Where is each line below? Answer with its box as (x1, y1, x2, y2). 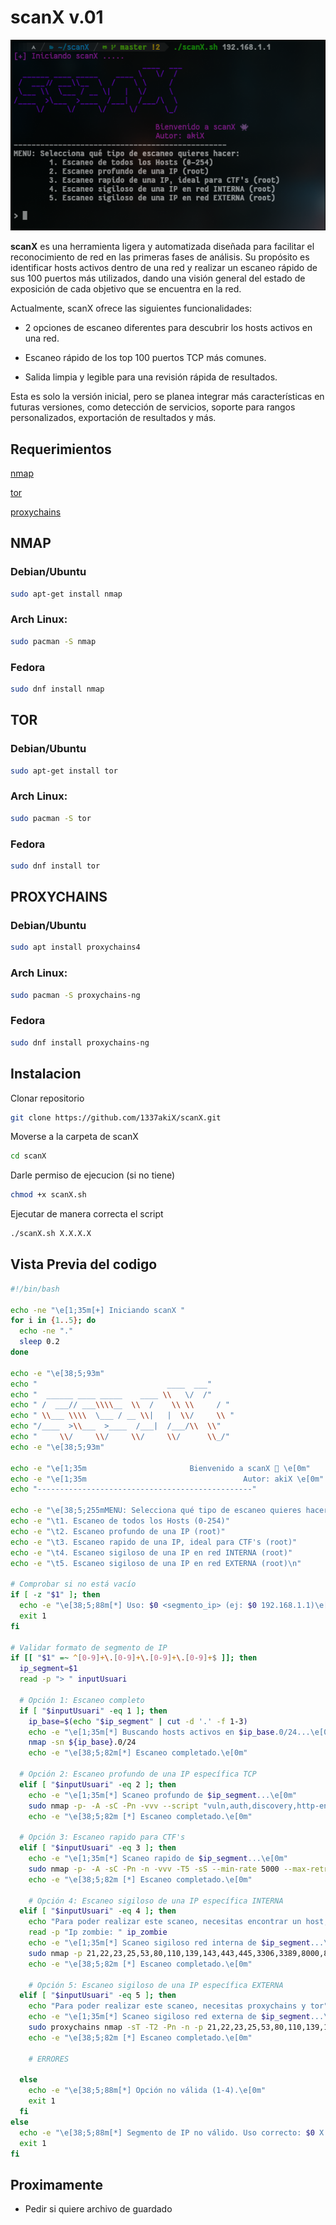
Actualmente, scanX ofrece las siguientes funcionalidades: (10, 302, 253, 315)
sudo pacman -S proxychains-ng (10, 990, 141, 1000)
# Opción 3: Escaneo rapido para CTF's (19, 1832, 186, 1843)
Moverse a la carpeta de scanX (10, 1131, 139, 1143)
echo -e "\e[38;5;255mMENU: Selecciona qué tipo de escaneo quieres (10, 1506, 302, 1516)
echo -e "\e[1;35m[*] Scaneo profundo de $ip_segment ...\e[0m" (28, 1790, 298, 1800)
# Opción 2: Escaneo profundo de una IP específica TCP (19, 1769, 257, 1780)
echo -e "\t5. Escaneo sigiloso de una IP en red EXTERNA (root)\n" (10, 1558, 302, 1568)
